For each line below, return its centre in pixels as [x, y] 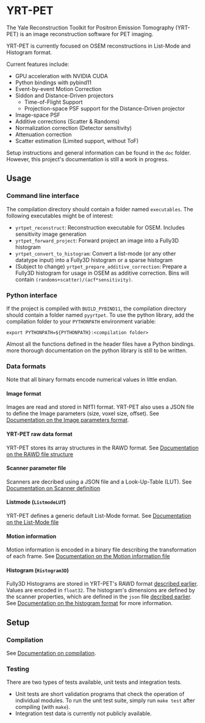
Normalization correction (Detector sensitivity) [74, 128]
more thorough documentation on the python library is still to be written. [97, 350]
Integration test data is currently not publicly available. [83, 714]
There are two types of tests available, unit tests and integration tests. [94, 682]
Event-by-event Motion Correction [58, 89]
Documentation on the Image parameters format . [68, 420]
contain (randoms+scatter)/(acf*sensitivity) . [74, 279]
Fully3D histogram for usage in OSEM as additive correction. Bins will [102, 273]
